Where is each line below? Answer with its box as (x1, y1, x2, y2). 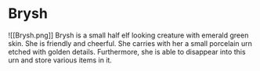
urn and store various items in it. (8, 55, 112, 65)
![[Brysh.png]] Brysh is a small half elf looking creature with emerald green (8, 30, 249, 40)
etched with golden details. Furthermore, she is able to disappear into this (8, 47, 246, 56)
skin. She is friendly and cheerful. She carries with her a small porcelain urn (8, 38, 253, 48)
